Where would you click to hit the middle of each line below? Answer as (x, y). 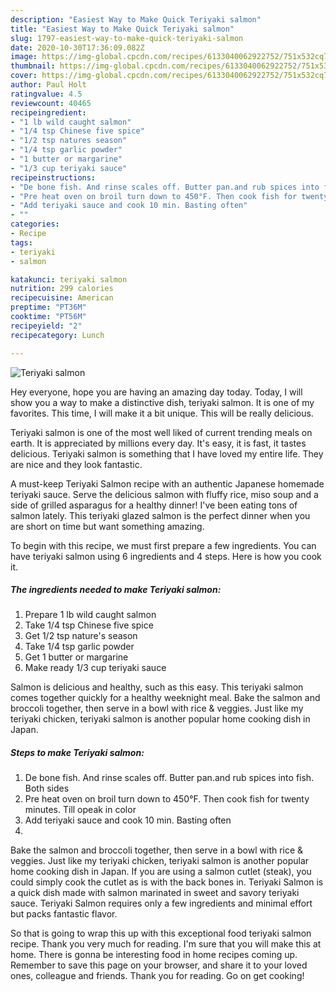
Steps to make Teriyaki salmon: (77, 753)
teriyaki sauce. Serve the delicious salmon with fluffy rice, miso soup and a (164, 494)
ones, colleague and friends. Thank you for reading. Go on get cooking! (157, 976)
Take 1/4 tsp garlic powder (79, 647)
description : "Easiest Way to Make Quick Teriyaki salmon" (136, 19)
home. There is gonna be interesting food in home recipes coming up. (154, 955)
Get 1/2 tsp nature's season (81, 636)
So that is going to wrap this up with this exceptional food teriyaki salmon (161, 933)
